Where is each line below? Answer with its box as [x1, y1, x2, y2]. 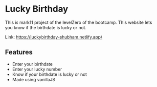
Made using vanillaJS [12, 76, 55, 82]
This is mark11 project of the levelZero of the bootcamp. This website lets [5, 19, 153, 25]
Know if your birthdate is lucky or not [12, 71, 87, 77]
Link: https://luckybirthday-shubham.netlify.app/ [5, 34, 103, 40]
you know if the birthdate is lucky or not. [5, 24, 87, 30]
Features [5, 48, 33, 56]
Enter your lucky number [12, 66, 62, 72]
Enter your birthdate [12, 61, 53, 67]
